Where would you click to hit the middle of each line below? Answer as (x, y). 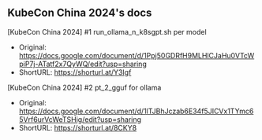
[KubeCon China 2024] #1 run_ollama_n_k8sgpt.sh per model (107, 31)
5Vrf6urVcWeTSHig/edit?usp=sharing (80, 119)
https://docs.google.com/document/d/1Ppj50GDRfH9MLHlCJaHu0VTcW (137, 55)
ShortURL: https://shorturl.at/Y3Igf (75, 72)
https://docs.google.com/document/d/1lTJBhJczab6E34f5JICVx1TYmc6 (136, 111)
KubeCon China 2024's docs (80, 13)
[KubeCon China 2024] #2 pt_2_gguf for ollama (84, 87)
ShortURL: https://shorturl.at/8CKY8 (78, 127)
